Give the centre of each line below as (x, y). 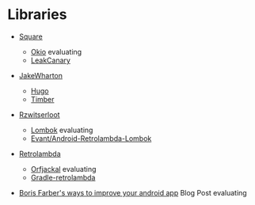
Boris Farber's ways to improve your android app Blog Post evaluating (133, 192)
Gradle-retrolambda (63, 177)
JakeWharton (41, 75)
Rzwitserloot (39, 114)
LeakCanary (50, 60)
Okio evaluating (56, 51)
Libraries (37, 15)
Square (30, 36)
